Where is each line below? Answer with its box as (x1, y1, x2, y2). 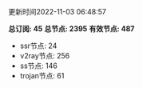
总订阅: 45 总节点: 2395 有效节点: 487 (8, 24, 135, 34)
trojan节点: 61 (19, 71, 65, 80)
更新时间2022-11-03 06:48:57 (8, 7, 106, 16)
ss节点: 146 (19, 61, 58, 70)
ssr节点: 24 (19, 41, 58, 50)
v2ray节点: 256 (19, 51, 70, 60)
